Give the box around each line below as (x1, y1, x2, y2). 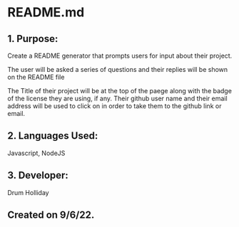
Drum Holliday (7, 188, 49, 196)
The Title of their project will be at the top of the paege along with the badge (7, 87, 232, 95)
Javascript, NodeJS (7, 149, 66, 157)
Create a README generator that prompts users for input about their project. (7, 51, 233, 60)
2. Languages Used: (7, 130, 98, 142)
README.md (7, 4, 85, 21)
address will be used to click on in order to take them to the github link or (7, 102, 222, 110)
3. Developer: (7, 169, 69, 181)
